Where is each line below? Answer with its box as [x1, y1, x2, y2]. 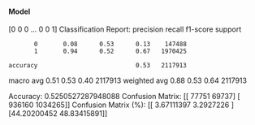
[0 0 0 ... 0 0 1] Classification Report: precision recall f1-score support [8, 24, 242, 34]
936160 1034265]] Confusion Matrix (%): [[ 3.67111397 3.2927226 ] [8, 100, 234, 110]
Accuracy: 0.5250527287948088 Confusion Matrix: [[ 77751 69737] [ [8, 92, 241, 101]
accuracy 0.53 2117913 [8, 62, 187, 70]
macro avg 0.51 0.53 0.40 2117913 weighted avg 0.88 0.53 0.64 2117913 [8, 75, 248, 85]
